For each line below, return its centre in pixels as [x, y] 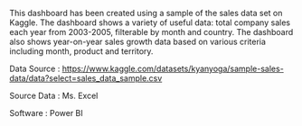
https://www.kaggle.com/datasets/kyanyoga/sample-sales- [173, 68]
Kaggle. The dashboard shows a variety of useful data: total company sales [150, 22]
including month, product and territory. [81, 51]
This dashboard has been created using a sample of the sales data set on [146, 13]
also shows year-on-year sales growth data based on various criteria [138, 41]
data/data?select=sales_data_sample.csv [86, 78]
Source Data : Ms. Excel [54, 95]
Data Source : [35, 68]
